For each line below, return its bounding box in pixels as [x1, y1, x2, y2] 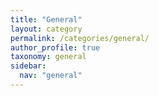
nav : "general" [19, 71, 83, 81]
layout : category [10, 24, 83, 34]
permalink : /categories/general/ [10, 33, 150, 43]
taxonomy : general [10, 52, 87, 62]
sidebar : [10, 61, 47, 71]
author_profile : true [10, 42, 101, 53]
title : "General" [10, 14, 83, 25]
